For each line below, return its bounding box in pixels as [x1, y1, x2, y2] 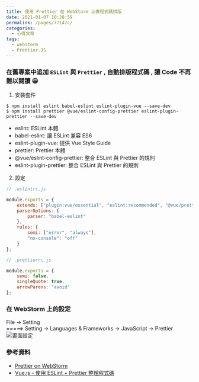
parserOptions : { [17, 208, 60, 214]
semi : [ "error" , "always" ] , [27, 230, 97, 236]
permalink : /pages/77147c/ [6, 20, 73, 25]
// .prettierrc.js [6, 257, 52, 263]
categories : [6, 25, 36, 31]
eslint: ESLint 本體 [14, 125, 59, 132]
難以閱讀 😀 [6, 76, 38, 85]
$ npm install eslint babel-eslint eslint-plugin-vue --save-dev [6, 103, 171, 110]
